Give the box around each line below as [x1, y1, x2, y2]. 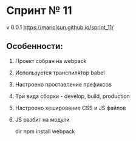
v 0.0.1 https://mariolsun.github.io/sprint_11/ [6, 24, 114, 31]
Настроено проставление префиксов [15, 80, 112, 88]
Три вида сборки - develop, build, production [15, 92, 131, 100]
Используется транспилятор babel [15, 69, 105, 76]
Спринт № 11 [6, 4, 72, 18]
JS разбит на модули [15, 116, 70, 123]
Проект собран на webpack [15, 57, 87, 64]
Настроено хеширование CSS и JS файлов [15, 104, 126, 111]
